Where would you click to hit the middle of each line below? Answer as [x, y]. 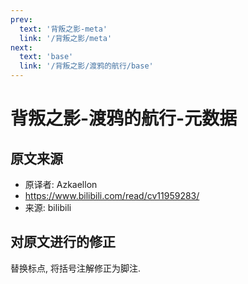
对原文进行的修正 [63, 242]
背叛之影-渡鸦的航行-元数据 [124, 118]
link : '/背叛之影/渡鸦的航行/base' [86, 66]
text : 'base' [46, 57]
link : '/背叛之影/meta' [66, 38]
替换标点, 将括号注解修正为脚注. [76, 268]
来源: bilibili [48, 207]
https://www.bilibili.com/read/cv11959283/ [112, 195]
